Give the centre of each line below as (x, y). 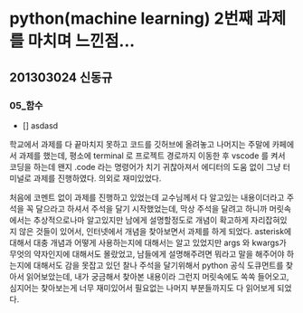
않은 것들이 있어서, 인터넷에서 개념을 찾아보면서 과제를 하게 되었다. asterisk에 (155, 231)
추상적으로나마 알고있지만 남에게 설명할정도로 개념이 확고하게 (141, 220)
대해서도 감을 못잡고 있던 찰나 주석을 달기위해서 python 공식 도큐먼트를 (158, 265)
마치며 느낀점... (81, 41)
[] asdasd (40, 125)
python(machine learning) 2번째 (131, 19)
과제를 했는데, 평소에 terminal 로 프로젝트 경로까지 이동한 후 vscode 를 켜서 (152, 156)
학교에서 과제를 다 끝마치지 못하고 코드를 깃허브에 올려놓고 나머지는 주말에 (140, 144)
